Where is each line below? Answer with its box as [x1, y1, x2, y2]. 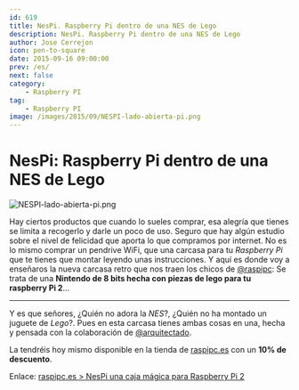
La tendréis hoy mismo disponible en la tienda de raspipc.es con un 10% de [9, 345, 287, 355]
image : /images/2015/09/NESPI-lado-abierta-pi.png [9, 112, 201, 121]
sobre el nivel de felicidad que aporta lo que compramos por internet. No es [9, 235, 287, 246]
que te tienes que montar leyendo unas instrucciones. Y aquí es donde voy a [9, 255, 290, 265]
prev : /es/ [9, 63, 50, 72]
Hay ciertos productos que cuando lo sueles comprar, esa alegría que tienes [9, 216, 289, 227]
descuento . [9, 353, 53, 365]
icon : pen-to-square [9, 46, 86, 55]
